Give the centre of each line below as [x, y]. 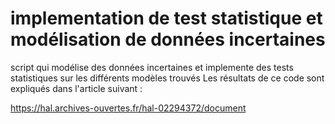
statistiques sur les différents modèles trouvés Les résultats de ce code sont [167, 78]
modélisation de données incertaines [168, 39]
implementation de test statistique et [166, 18]
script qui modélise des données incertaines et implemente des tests [152, 67]
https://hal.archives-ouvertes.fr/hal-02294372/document [128, 108]
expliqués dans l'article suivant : [76, 88]
